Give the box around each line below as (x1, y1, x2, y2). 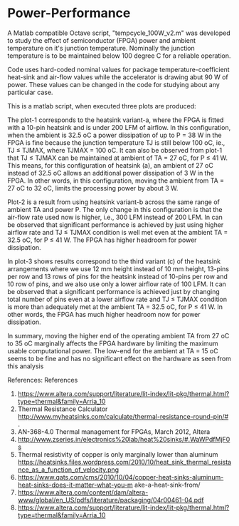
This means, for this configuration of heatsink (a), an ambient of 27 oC (7, 161, 213, 169)
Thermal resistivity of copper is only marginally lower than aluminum (17, 450, 218, 458)
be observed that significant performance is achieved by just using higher (7, 220, 224, 229)
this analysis (7, 362, 44, 370)
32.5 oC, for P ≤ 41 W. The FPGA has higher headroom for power (7, 236, 197, 244)
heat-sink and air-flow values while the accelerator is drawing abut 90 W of (7, 73, 229, 81)
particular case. (7, 88, 53, 96)
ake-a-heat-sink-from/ (134, 480, 201, 489)
